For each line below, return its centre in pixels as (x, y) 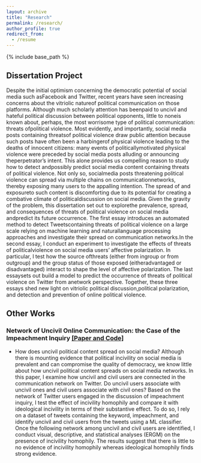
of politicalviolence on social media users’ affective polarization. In (88, 250)
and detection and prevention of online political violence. (76, 295)
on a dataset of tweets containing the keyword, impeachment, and (97, 415)
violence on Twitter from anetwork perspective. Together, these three (92, 282)
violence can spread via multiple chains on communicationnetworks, (91, 179)
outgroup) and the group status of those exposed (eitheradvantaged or (94, 263)
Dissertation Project (44, 76)
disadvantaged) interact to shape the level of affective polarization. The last (100, 269)
